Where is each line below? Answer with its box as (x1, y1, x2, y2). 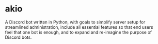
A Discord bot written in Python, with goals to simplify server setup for (5, 19, 145, 25)
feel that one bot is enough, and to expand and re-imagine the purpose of (5, 29, 152, 35)
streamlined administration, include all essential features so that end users (5, 24, 154, 30)
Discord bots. (5, 34, 32, 40)
